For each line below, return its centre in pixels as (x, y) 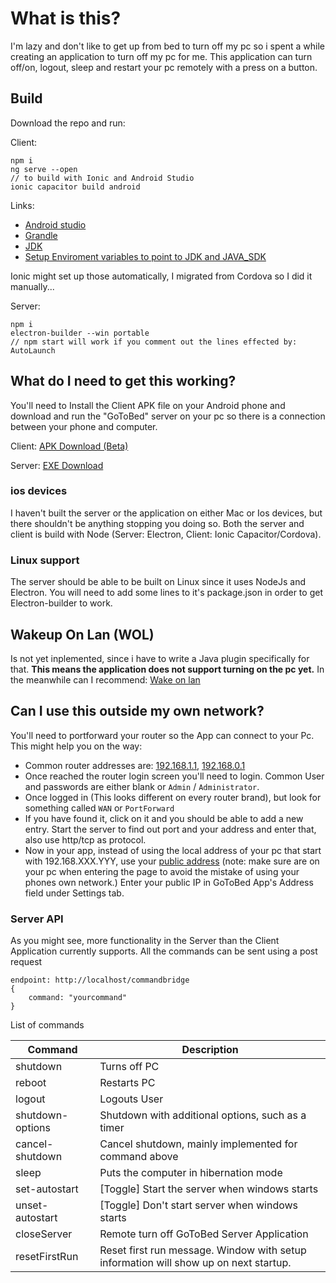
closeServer (44, 1234)
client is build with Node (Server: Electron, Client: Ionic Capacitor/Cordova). (166, 534)
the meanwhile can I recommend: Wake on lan (105, 679)
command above (139, 1157)
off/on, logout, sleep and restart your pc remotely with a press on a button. (164, 67)
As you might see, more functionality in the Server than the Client (145, 941)
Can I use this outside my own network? (137, 711)
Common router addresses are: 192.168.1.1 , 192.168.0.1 (135, 765)
